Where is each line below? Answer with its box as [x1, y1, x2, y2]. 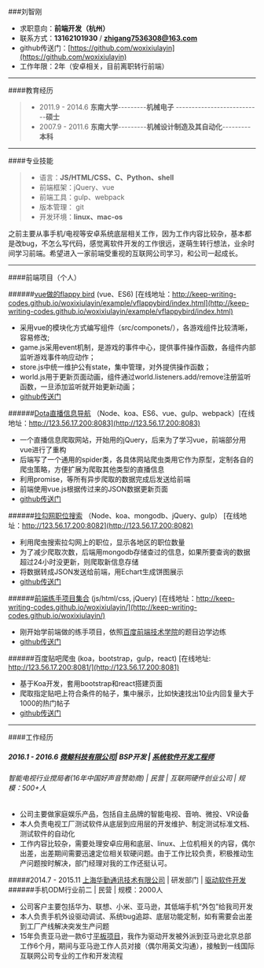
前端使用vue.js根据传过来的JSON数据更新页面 [19, 484, 169, 494]
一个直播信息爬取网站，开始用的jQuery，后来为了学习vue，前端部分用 [19, 436, 246, 444]
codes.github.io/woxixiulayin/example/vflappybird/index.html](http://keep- [8, 299, 250, 307]
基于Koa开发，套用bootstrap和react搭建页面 [19, 679, 163, 688]
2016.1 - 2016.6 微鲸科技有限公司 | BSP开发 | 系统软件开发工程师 [8, 751, 214, 762]
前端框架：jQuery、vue [38, 183, 115, 191]
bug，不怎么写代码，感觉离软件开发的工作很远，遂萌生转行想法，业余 [21, 239, 248, 248]
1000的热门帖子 [19, 699, 71, 707]
